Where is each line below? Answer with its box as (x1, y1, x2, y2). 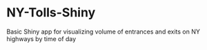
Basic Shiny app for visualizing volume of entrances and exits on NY (6, 27, 201, 36)
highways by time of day (6, 34, 77, 42)
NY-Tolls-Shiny (6, 5, 96, 21)
